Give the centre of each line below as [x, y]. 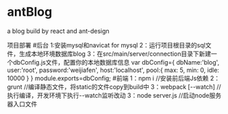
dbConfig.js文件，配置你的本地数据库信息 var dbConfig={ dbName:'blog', [116, 62]
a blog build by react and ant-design [58, 31]
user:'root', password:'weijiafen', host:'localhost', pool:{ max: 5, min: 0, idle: [113, 70]
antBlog [30, 12]
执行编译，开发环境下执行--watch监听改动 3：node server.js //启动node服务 [114, 95]
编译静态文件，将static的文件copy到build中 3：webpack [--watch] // [125, 87]
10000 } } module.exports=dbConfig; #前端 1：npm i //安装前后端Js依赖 [108, 78]
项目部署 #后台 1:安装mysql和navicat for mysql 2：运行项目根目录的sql [106, 45]
